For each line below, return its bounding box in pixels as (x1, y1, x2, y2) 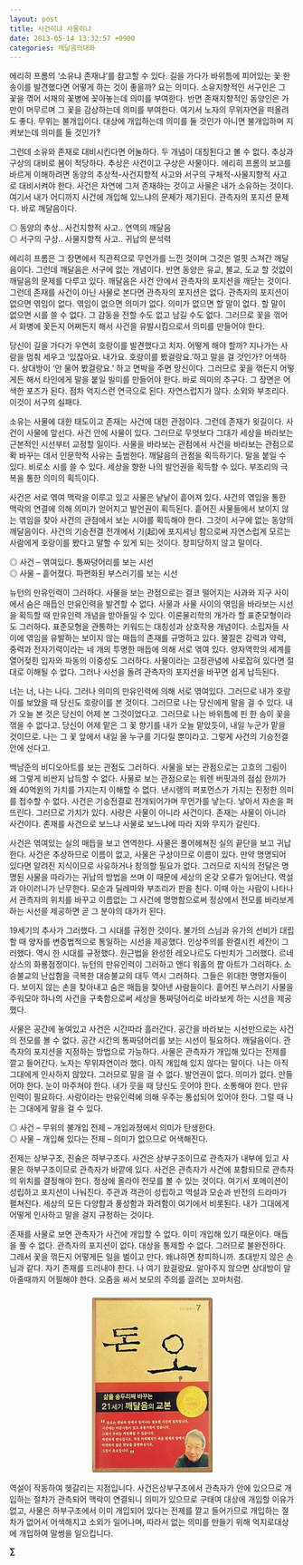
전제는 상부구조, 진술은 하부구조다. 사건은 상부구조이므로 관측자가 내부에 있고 (9, 1152, 280, 1164)
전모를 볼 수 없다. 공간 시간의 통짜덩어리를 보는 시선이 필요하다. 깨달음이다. (18, 1035, 282, 1046)
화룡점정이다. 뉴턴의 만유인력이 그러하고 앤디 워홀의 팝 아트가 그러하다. (33, 959, 282, 970)
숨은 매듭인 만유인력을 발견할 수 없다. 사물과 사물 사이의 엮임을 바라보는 (25, 598, 278, 609)
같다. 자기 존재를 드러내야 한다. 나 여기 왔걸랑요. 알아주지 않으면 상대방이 (25, 1263, 282, 1274)
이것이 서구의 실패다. (9, 397, 82, 408)
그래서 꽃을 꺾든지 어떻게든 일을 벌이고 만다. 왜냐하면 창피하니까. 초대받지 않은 (9, 1251, 285, 1262)
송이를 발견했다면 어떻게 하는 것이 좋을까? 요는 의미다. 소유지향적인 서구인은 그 (9, 82, 287, 92)
